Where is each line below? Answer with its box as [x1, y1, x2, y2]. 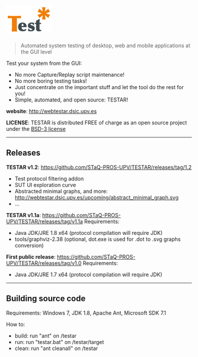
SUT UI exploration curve [14, 181, 77, 188]
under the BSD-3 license [6, 125, 66, 132]
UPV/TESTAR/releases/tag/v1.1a [6, 218, 84, 225]
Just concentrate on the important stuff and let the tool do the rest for [14, 83, 184, 90]
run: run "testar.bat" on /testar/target [14, 338, 104, 345]
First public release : [6, 253, 56, 260]
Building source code [6, 294, 86, 304]
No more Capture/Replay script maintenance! [14, 71, 125, 78]
